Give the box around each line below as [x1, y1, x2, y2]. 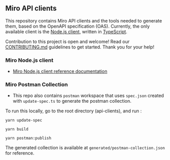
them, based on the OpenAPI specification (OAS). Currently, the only [5, 23, 150, 29]
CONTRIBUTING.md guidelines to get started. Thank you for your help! [5, 43, 155, 50]
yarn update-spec [5, 118, 42, 123]
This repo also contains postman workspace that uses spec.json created [12, 93, 164, 99]
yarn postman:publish [5, 135, 52, 141]
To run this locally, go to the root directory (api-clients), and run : [5, 108, 142, 114]
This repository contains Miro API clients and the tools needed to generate [5, 17, 162, 24]
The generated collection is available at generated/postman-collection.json [5, 145, 165, 151]
